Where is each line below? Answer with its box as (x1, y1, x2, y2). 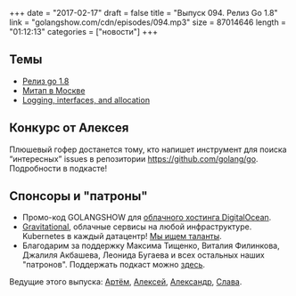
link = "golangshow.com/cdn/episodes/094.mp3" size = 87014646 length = (9, 17, 287, 28)
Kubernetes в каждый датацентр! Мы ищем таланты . (21, 231, 223, 242)
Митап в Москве (21, 84, 86, 96)
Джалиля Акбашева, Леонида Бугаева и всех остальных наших (21, 250, 265, 260)
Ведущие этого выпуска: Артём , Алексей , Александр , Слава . (9, 276, 243, 287)
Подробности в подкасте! (9, 163, 108, 173)
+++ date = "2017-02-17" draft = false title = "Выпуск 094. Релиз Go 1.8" (9, 8, 278, 18)
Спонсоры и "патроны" (9, 188, 148, 204)
